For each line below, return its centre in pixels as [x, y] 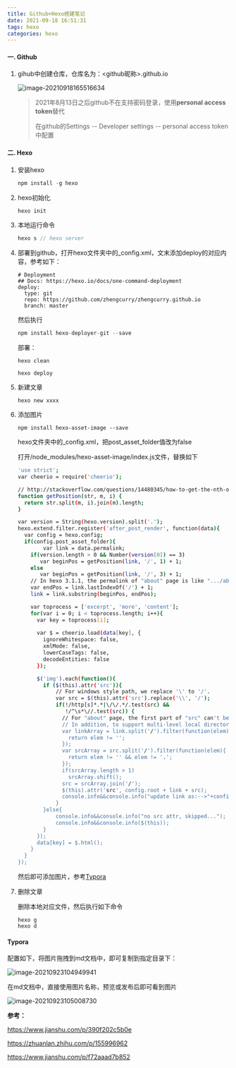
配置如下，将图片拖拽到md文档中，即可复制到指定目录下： [92, 958]
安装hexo [31, 169]
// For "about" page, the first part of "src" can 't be [146, 718]
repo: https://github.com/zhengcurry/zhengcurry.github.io [113, 300]
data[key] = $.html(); [70, 843]
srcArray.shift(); [95, 777]
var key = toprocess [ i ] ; [73, 620]
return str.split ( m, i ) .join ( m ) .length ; [84, 503]
